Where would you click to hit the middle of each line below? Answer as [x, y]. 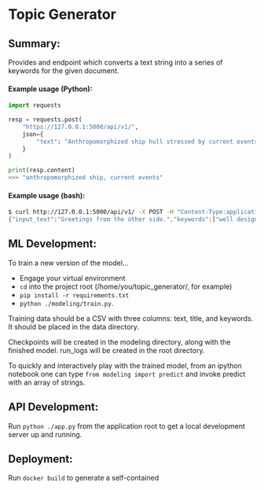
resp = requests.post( [45, 120]
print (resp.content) [42, 171]
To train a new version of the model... [68, 263]
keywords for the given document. [64, 71]
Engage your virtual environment [72, 278]
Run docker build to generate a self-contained [84, 478]
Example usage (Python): [50, 89]
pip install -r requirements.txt [74, 295]
